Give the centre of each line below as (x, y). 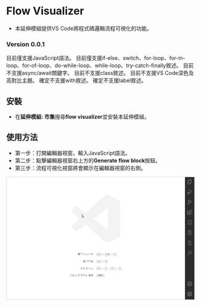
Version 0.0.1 (25, 44)
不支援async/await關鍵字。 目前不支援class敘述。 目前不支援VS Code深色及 (100, 73)
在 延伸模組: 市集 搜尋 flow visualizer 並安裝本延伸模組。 (82, 117)
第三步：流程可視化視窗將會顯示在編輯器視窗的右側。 (80, 168)
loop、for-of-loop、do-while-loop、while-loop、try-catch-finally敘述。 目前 (100, 66)
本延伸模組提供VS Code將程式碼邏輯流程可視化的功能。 (83, 28)
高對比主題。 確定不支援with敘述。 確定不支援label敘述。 (76, 81)
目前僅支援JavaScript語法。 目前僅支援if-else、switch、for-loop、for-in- (96, 58)
